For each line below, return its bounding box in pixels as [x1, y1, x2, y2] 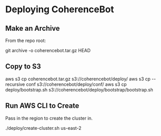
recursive [5, 81, 25, 87]
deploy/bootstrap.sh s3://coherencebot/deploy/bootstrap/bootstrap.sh [5, 86, 153, 93]
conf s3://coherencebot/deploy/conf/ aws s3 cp [26, 81, 127, 87]
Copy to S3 [5, 62, 41, 71]
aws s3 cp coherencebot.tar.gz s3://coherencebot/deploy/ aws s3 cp [5, 76, 151, 82]
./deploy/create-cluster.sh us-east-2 [5, 125, 82, 131]
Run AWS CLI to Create [5, 101, 79, 110]
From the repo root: [5, 37, 46, 43]
